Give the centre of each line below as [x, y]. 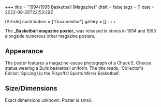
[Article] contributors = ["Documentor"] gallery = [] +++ [60, 22]
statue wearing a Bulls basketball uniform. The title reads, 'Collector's [74, 68]
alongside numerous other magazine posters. [50, 36]
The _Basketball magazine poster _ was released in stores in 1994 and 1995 [80, 31]
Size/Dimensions [31, 88]
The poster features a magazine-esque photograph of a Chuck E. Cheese [78, 63]
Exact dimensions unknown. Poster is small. [49, 100]
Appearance [24, 51]
